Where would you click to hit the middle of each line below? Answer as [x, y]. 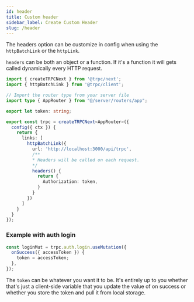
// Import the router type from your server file [68, 95]
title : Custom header [32, 17]
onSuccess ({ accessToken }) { [48, 253]
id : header [19, 11]
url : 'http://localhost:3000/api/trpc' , [82, 149]
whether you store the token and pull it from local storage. [76, 292]
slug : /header [23, 28]
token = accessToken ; [43, 258]
